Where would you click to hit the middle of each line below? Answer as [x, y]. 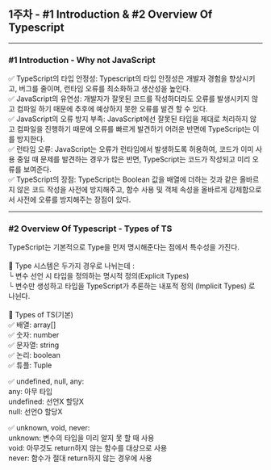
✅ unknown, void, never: [49, 428]
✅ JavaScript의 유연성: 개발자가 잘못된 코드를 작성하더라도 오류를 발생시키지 [129, 99]
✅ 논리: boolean [34, 355]
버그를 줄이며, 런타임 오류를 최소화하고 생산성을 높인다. [105, 89]
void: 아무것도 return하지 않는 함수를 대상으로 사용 [88, 448]
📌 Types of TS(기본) [41, 315]
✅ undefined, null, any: [46, 381]
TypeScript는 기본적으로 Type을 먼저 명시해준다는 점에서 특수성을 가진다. [124, 247]
